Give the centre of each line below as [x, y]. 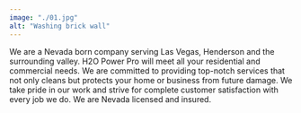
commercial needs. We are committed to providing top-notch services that [147, 70]
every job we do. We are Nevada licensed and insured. [111, 99]
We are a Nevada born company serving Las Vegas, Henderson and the [142, 51]
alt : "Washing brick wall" [60, 26]
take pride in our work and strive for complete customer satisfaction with [144, 90]
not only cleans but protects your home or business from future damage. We [151, 80]
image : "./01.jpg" [44, 17]
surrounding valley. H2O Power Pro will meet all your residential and [135, 61]
